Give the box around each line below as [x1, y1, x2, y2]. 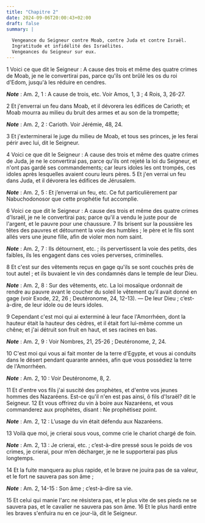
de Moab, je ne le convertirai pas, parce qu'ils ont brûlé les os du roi [6, 72, 178, 80]
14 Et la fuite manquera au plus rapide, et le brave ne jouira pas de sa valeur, [6, 466, 198, 473]
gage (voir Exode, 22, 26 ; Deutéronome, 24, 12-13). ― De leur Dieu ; [6, 294, 179, 302]
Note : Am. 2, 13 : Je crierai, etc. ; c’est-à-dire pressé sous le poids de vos [6, 441, 193, 448]
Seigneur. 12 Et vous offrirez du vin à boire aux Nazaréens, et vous [6, 399, 174, 407]
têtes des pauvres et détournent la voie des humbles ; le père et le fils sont [6, 226, 194, 234]
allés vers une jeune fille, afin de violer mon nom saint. [6, 233, 143, 240]
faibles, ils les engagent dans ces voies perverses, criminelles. [6, 251, 164, 259]
